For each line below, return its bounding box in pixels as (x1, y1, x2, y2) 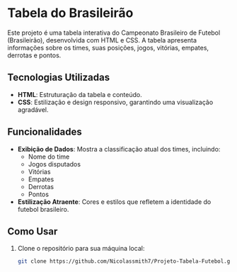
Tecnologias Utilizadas (7, 72, 110, 84)
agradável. (17, 105, 49, 114)
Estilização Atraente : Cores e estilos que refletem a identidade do (17, 197, 212, 206)
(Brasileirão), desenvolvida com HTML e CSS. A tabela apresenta (7, 35, 197, 44)
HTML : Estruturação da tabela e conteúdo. (17, 90, 143, 98)
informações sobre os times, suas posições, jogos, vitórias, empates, (7, 43, 209, 52)
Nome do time (28, 152, 70, 161)
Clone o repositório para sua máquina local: (17, 244, 145, 253)
